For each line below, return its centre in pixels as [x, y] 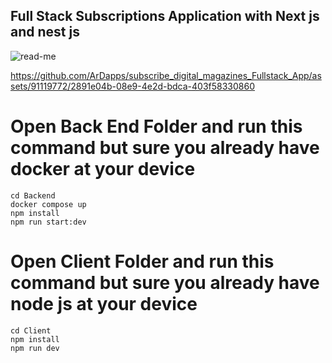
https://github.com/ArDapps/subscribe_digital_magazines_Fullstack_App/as [166, 75]
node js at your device [104, 303]
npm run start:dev [48, 222]
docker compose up [48, 204]
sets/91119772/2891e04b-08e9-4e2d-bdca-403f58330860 [133, 86]
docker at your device [103, 169]
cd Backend [33, 195]
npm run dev [35, 348]
